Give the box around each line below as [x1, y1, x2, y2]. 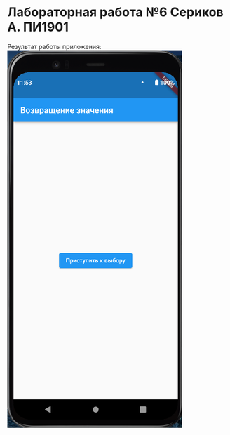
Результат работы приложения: [7, 42, 102, 51]
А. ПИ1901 [7, 19, 69, 35]
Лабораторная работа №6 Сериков [7, 4, 224, 20]
